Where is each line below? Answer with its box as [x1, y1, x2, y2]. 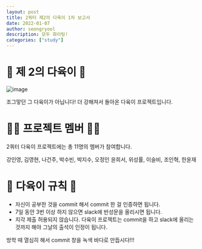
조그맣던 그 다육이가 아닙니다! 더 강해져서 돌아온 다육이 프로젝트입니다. [6, 98, 173, 105]
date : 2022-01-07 [6, 20, 50, 26]
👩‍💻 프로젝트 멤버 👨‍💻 [6, 122, 101, 135]
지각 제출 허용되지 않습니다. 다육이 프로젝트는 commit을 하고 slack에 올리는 [15, 216, 194, 223]
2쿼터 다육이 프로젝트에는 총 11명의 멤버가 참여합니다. [6, 143, 132, 150]
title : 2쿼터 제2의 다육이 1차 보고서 [6, 15, 90, 21]
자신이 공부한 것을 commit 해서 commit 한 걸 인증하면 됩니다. [15, 200, 161, 208]
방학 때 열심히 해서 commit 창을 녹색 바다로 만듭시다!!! [6, 236, 135, 244]
